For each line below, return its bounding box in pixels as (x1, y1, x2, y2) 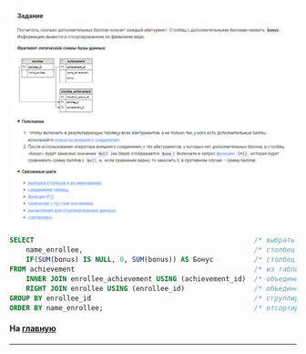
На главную (9, 323, 56, 334)
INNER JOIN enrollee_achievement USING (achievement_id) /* (25, 274, 262, 284)
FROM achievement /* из (9, 265, 275, 275)
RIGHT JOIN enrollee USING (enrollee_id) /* (25, 284, 262, 293)
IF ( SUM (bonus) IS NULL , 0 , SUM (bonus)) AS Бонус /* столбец (25, 255, 296, 265)
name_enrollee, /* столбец (25, 245, 296, 255)
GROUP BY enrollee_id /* (9, 294, 262, 303)
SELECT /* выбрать (9, 235, 296, 245)
